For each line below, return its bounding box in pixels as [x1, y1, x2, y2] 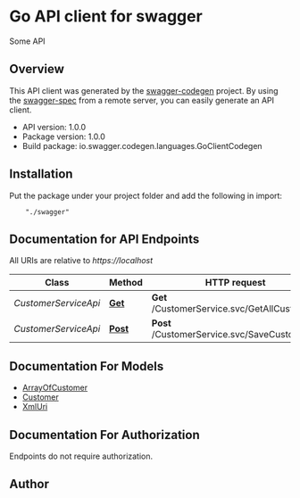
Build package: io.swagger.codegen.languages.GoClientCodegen [21, 140, 262, 151]
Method [108, 277, 143, 289]
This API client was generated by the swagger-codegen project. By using [9, 85, 279, 95]
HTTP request [204, 277, 266, 289]
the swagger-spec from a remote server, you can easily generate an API [9, 95, 275, 105]
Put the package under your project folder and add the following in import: [9, 190, 283, 201]
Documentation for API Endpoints [9, 231, 200, 246]
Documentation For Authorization [9, 427, 200, 443]
